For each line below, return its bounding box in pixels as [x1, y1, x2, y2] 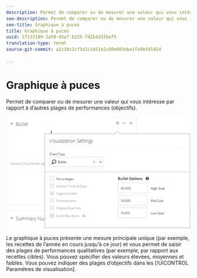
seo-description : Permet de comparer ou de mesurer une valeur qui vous [6, 15, 188, 22]
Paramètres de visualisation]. [6, 265, 76, 272]
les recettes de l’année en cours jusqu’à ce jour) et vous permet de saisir [6, 241, 182, 248]
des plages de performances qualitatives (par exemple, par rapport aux [6, 246, 179, 254]
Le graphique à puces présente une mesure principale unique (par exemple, [6, 234, 189, 241]
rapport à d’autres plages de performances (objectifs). [6, 104, 138, 111]
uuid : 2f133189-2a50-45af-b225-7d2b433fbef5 [6, 34, 117, 40]
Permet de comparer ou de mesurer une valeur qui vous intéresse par [6, 98, 175, 105]
